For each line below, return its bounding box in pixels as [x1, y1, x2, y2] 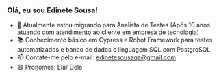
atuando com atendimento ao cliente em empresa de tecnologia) [16, 28, 200, 36]
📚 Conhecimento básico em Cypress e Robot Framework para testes [16, 36, 213, 44]
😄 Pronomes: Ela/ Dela [16, 63, 83, 72]
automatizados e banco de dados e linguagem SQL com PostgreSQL [16, 46, 211, 54]
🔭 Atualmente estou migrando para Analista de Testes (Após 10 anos [16, 21, 211, 29]
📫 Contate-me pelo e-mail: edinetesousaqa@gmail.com [16, 53, 177, 61]
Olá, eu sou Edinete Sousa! [7, 5, 98, 15]
